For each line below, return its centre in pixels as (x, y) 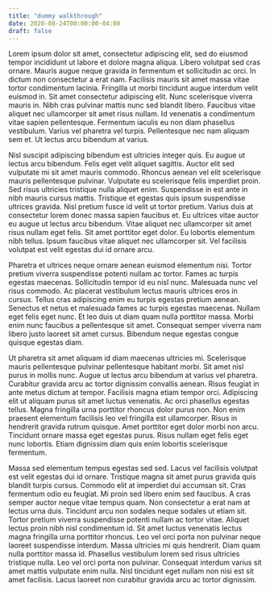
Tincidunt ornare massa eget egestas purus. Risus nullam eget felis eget (128, 435)
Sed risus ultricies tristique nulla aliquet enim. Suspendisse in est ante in (128, 190)
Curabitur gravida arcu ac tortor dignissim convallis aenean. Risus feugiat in (134, 384)
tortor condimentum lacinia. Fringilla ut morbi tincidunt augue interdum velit (133, 88)
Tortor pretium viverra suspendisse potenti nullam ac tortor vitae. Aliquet (129, 520)
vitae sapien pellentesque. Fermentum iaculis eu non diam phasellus (122, 123)
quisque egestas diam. (46, 342)
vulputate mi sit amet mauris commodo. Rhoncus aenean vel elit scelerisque (135, 172)
